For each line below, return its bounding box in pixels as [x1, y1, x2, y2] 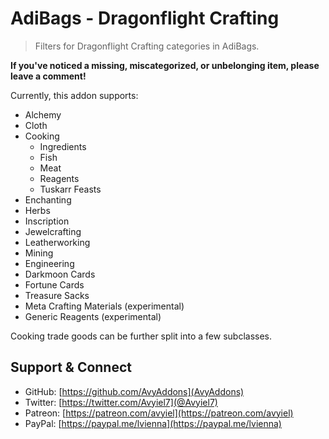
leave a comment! [10, 70, 87, 82]
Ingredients [39, 140, 87, 152]
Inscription [24, 215, 70, 227]
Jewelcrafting [24, 225, 82, 237]
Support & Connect [10, 359, 133, 376]
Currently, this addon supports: [10, 89, 139, 101]
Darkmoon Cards [24, 268, 96, 280]
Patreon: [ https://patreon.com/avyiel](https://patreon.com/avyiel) [24, 407, 294, 419]
